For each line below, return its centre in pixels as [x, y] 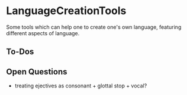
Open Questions [37, 72]
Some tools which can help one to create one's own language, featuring [94, 27]
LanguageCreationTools [66, 11]
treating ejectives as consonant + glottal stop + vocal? [81, 86]
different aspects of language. [43, 33]
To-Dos [20, 52]
